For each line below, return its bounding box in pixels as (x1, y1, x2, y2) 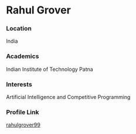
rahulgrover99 (6, 121, 41, 129)
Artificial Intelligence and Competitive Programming (6, 94, 131, 101)
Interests (6, 80, 32, 88)
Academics (6, 52, 39, 60)
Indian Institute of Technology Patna (6, 66, 94, 73)
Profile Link (6, 108, 39, 116)
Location (6, 25, 32, 33)
